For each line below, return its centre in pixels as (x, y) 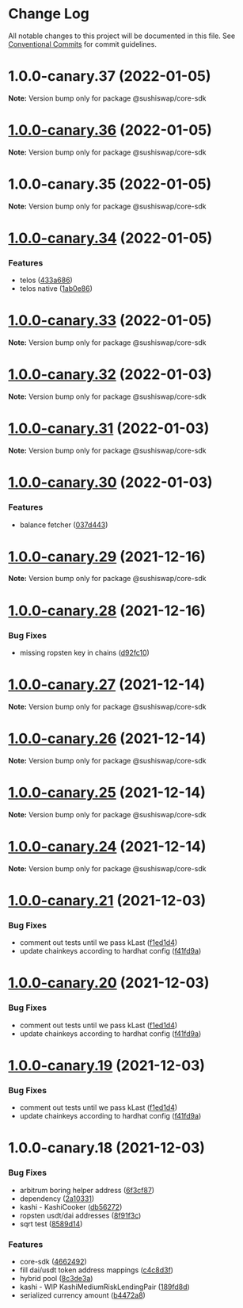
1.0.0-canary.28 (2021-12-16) (107, 610)
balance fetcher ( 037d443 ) (64, 525)
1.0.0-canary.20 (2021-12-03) (109, 983)
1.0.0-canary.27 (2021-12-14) (107, 685)
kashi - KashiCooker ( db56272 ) (71, 1207)
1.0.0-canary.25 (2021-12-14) (107, 793)
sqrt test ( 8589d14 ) (51, 1224)
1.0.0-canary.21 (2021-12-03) (107, 900)
